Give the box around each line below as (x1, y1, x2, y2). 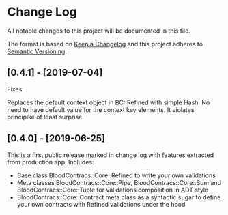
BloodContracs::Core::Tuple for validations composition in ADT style (16, 186, 209, 194)
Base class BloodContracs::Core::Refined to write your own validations (16, 171, 216, 180)
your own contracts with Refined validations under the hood (16, 200, 186, 208)
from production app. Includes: (7, 158, 94, 166)
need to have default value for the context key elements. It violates (7, 105, 195, 113)
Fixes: (7, 85, 24, 93)
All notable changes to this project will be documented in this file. (7, 27, 191, 35)
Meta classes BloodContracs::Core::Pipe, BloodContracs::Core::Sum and (16, 178, 222, 186)
